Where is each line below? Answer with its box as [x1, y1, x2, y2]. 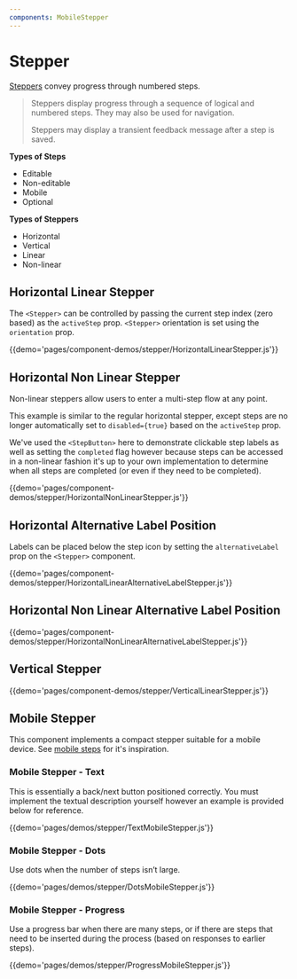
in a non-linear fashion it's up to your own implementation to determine [9, 456, 269, 466]
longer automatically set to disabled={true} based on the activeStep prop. [9, 420, 282, 431]
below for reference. [9, 804, 84, 816]
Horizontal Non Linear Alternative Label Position [9, 603, 281, 618]
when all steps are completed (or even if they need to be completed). [9, 466, 262, 476]
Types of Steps [9, 151, 66, 161]
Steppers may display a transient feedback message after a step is [30, 124, 275, 135]
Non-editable [21, 177, 71, 188]
